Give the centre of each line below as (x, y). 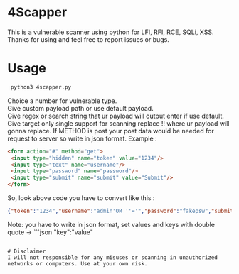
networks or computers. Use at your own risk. (78, 263)
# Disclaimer (27, 251)
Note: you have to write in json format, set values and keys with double (111, 224)
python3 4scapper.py (41, 87)
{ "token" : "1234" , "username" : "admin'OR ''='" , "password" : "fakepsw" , (110, 211)
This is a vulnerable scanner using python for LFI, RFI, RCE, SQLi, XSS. (111, 32)
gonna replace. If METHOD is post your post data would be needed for (111, 131)
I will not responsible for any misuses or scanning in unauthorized (113, 257)
